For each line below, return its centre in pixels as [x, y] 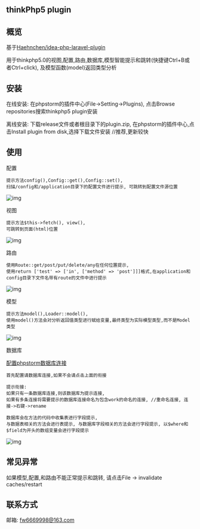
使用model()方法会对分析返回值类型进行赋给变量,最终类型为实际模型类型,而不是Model [98, 320]
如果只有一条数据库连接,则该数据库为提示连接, [56, 393]
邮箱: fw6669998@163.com [40, 520]
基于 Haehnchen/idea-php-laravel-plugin [56, 47]
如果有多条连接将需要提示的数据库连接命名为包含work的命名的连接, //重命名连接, [94, 399]
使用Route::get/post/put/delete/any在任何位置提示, [68, 265]
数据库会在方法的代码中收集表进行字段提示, [52, 417]
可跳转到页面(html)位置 [32, 229]
